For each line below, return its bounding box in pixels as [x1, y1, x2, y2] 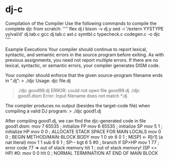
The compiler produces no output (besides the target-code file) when [5, 102, 150, 108]
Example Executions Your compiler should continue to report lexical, [5, 46, 148, 52]
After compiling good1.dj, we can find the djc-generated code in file [5, 117, 146, 124]
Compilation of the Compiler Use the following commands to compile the [5, 20, 157, 26]
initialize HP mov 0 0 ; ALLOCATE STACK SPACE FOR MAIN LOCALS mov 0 [5, 128, 161, 135]
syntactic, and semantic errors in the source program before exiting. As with [5, 52, 164, 58]
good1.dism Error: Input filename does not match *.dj [17, 93, 128, 99]
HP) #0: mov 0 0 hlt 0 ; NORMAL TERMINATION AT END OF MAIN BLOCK [5, 150, 158, 156]
